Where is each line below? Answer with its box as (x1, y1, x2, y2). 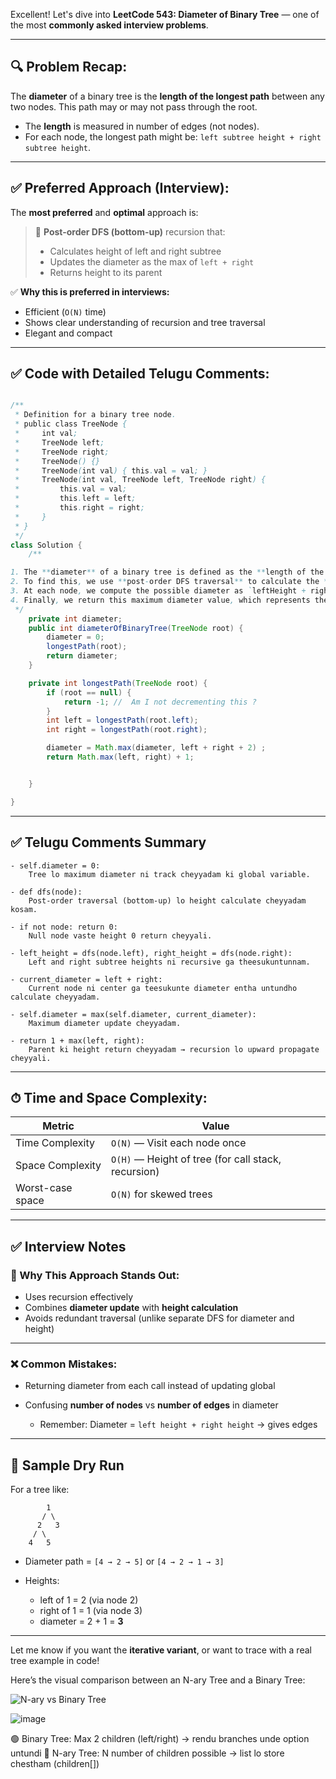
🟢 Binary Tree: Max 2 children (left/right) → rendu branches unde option (10, 1733, 310, 1745)
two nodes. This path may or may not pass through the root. (10, 100, 258, 113)
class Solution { (10, 540, 83, 550)
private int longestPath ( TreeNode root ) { (28, 678, 208, 688)
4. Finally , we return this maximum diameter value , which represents (10, 595, 311, 605)
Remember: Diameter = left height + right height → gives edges (39, 1419, 318, 1431)
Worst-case (15, 1181, 73, 1195)
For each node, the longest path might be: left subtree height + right (24, 130, 322, 143)
